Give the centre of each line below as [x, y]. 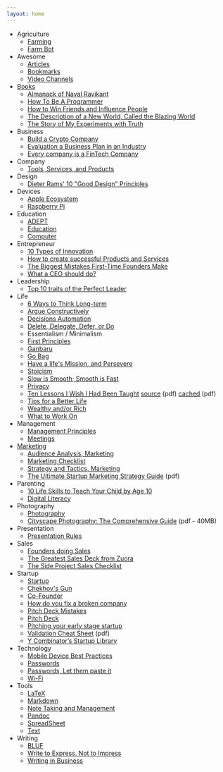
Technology [34, 648]
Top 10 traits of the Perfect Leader [77, 288]
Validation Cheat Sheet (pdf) [69, 633]
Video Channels [50, 79]
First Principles [49, 341]
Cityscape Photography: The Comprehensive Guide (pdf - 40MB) [122, 521]
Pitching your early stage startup [75, 625]
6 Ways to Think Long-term [67, 303]
